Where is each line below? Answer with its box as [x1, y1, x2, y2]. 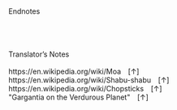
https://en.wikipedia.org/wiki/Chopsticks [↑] [8, 84, 162, 93]
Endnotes [8, 6, 41, 16]
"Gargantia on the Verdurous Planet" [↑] [8, 92, 149, 102]
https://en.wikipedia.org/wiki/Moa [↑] [8, 66, 140, 76]
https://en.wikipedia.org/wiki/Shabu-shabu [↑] [8, 75, 170, 85]
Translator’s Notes [8, 49, 70, 59]
